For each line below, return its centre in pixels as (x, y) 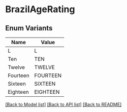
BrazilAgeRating (40, 9)
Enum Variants (29, 28)
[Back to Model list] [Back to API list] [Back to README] (63, 104)
